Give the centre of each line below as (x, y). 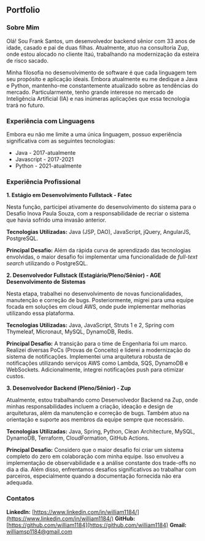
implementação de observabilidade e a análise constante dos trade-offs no (101, 463)
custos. (16, 376)
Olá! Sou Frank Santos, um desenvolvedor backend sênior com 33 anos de (101, 41)
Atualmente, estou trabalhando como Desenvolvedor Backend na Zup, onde (102, 400)
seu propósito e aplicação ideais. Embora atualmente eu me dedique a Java (102, 79)
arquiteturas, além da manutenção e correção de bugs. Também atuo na (98, 413)
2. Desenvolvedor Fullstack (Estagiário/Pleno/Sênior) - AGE (84, 275)
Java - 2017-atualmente (45, 152)
